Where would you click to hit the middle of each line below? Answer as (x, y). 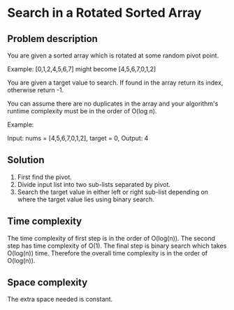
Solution (26, 160)
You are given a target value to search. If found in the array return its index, (115, 83)
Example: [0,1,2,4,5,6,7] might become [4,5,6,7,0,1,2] (82, 69)
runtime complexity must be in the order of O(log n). (82, 111)
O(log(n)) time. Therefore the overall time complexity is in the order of (108, 253)
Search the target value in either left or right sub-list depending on (112, 192)
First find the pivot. (44, 177)
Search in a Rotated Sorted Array (104, 13)
